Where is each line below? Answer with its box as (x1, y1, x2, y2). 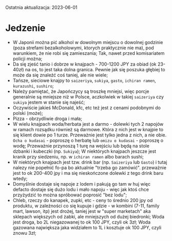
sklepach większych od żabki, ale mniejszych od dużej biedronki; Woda (12, 213, 165, 219)
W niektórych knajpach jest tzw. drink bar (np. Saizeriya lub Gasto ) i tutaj (12, 159, 167, 165)
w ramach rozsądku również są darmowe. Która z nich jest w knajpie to (12, 126, 163, 132)
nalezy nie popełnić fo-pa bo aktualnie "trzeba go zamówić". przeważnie (12, 164, 167, 171)
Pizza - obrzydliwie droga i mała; (12, 115, 82, 122)
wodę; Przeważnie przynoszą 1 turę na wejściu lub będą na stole (12, 143, 150, 149)
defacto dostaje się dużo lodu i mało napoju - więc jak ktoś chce (12, 186, 149, 192)
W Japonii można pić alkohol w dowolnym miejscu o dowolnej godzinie (12, 39, 163, 45)
